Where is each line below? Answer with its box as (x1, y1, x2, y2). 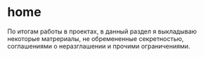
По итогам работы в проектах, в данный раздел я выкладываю (7, 27, 197, 35)
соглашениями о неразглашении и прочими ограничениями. (7, 42, 191, 50)
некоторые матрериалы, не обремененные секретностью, (7, 34, 184, 42)
